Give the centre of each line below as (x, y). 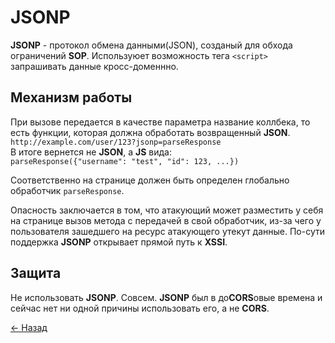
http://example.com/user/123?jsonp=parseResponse (116, 142)
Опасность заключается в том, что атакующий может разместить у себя (167, 210)
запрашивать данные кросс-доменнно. (94, 66)
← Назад (29, 327)
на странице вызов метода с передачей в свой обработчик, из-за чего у (166, 220)
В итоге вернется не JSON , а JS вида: (91, 152)
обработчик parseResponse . (67, 190)
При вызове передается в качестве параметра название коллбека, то (160, 122)
